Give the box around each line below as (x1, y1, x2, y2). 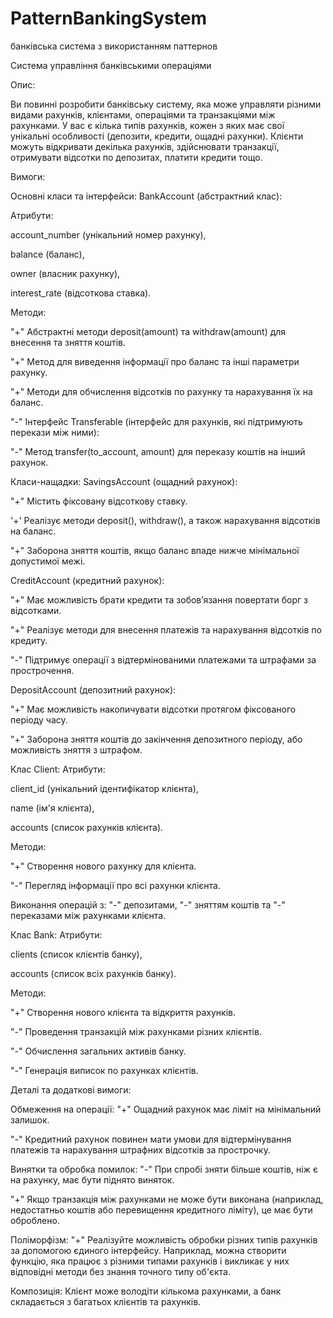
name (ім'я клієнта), (10, 802, 95, 814)
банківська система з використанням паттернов (10, 40, 218, 52)
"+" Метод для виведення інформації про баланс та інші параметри (10, 355, 300, 367)
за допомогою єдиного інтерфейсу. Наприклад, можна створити (10, 1244, 287, 1256)
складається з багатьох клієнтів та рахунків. (10, 1295, 202, 1307)
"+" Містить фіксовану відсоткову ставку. (10, 495, 188, 507)
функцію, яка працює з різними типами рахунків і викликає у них (10, 1255, 290, 1267)
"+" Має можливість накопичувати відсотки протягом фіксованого (10, 703, 297, 715)
